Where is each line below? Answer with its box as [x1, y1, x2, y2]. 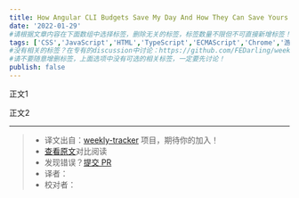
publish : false [9, 63, 66, 72]
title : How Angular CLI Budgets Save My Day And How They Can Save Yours [9, 12, 289, 22]
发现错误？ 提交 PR [44, 157, 112, 168]
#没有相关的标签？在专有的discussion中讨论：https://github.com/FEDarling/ [9, 46, 275, 55]
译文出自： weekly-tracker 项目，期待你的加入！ [44, 135, 220, 145]
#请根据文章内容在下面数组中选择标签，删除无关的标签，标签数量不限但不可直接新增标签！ [9, 29, 292, 38]
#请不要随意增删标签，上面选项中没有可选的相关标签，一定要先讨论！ [9, 54, 225, 63]
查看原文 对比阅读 [44, 145, 108, 156]
